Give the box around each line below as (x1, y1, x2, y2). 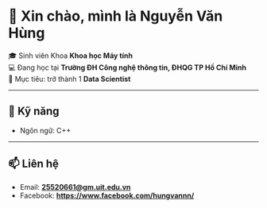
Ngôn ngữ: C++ (19, 125, 72, 135)
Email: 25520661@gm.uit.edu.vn (19, 182, 131, 191)
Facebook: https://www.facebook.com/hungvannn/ (19, 191, 195, 200)
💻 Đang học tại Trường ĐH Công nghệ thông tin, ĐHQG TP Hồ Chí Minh (8, 63, 246, 72)
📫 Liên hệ (8, 157, 60, 171)
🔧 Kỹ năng (8, 105, 60, 118)
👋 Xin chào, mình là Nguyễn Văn (8, 7, 223, 25)
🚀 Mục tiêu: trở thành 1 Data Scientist (8, 74, 131, 83)
